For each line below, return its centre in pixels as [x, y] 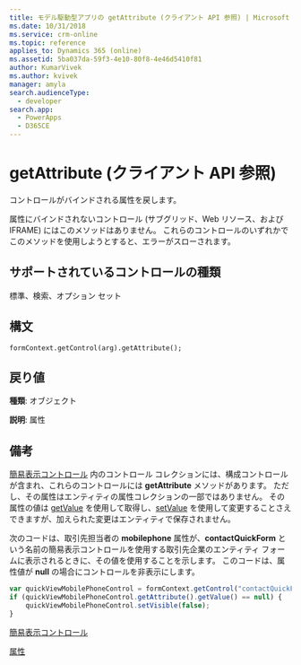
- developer [40, 101]
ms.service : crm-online [54, 34]
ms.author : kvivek [43, 76]
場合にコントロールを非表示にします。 [129, 572]
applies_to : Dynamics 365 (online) [76, 51]
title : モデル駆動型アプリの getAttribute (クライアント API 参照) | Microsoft [149, 17]
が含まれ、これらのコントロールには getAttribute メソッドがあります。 [140, 486]
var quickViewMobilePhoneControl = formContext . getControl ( [124, 589]
